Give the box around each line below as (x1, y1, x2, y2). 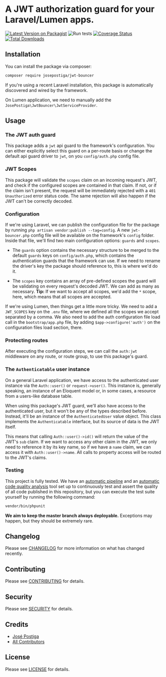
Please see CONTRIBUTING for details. (5, 578, 85, 584)
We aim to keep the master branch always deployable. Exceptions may (5, 513, 153, 519)
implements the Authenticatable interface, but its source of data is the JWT (5, 418, 160, 424)
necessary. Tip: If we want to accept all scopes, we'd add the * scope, (12, 288, 157, 294)
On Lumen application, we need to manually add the (5, 97, 111, 103)
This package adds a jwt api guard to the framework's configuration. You (5, 143, 155, 149)
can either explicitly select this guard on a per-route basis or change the (5, 148, 153, 154)
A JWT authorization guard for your (5, 3, 155, 15)
